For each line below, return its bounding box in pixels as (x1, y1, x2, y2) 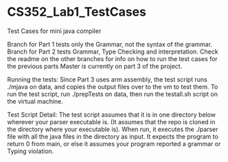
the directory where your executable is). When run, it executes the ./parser (7, 125, 218, 133)
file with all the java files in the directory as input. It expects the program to (7, 132, 218, 141)
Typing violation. (7, 147, 54, 155)
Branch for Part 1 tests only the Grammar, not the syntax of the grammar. (7, 40, 213, 48)
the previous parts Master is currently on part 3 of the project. (7, 62, 183, 70)
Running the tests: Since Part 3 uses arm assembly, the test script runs (7, 75, 207, 83)
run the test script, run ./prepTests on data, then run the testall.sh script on (7, 90, 218, 98)
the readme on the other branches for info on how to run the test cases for (7, 54, 218, 62)
